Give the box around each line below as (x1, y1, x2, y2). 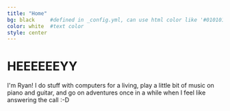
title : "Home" (7, 10, 48, 17)
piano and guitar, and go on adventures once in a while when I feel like (7, 88, 206, 97)
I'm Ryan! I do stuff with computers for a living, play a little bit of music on (7, 82, 214, 90)
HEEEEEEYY (7, 59, 77, 74)
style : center (7, 29, 48, 36)
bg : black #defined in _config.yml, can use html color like (7, 16, 197, 23)
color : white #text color (7, 23, 84, 29)
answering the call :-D (7, 96, 70, 104)
